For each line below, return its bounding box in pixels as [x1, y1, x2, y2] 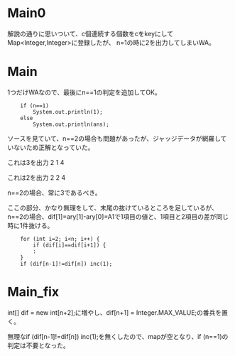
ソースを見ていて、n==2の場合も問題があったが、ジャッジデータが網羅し [7, 134, 222, 143]
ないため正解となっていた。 [13, 143, 94, 151]
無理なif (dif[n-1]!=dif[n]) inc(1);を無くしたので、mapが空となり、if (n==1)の [7, 332, 229, 340]
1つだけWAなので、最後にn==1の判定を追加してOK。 [7, 87, 161, 97]
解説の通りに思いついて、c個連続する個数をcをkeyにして [7, 29, 174, 38]
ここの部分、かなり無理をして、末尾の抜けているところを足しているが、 [7, 203, 219, 212]
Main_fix [7, 284, 59, 300]
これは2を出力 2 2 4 [7, 173, 66, 182]
